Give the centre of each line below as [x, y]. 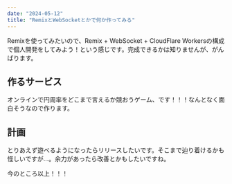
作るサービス [35, 81]
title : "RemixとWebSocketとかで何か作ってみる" [71, 20]
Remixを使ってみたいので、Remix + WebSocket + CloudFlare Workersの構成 [116, 40]
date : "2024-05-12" [35, 13]
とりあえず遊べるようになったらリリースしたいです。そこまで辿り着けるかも [116, 150]
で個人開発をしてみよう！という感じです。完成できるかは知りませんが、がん [116, 49]
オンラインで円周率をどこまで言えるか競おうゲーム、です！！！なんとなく [113, 100]
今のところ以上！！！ [37, 174]
